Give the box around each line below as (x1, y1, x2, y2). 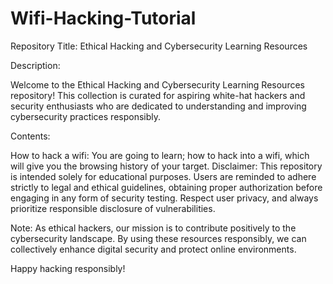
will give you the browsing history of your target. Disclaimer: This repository (10, 160, 323, 172)
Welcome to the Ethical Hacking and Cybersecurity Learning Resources (10, 78, 305, 91)
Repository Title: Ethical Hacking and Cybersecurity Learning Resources (10, 40, 308, 52)
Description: (10, 59, 61, 71)
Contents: (10, 130, 51, 142)
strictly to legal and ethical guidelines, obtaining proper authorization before (10, 181, 323, 193)
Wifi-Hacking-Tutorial (10, 7, 197, 30)
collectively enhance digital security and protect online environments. (10, 243, 297, 255)
